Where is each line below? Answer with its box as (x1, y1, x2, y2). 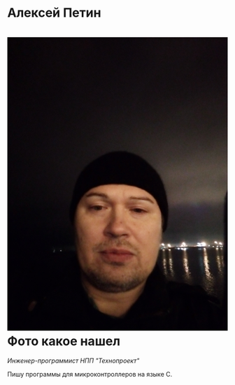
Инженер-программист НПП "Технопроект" (7, 356, 140, 365)
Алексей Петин (7, 5, 101, 21)
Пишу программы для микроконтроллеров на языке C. (7, 370, 173, 379)
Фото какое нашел (7, 333, 121, 349)
